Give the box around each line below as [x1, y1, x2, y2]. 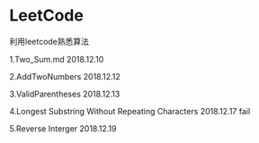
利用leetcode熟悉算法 [9, 36, 90, 46]
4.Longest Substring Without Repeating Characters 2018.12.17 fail [9, 105, 251, 116]
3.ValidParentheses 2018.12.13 [9, 88, 121, 99]
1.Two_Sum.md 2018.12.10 [9, 54, 104, 64]
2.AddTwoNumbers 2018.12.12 [9, 71, 121, 81]
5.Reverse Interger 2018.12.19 [9, 122, 117, 134]
